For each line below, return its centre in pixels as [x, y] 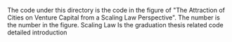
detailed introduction [37, 32]
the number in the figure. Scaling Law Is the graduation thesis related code [115, 25]
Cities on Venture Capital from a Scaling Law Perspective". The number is [114, 17]
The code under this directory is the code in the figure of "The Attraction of [116, 10]
